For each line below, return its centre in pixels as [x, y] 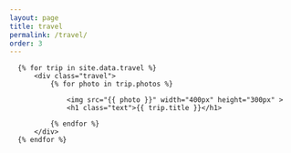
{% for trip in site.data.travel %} [87, 68]
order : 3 [26, 43]
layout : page [34, 18]
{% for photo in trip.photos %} [111, 84]
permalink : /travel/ [49, 35]
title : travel [36, 26]
